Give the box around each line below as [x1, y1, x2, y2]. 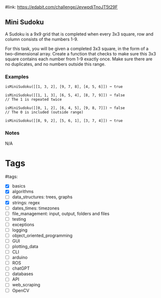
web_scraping [12, 282, 40, 288]
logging [12, 227, 28, 233]
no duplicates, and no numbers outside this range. [5, 61, 106, 67]
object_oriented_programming [12, 232, 73, 238]
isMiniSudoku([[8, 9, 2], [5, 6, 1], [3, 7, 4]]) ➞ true [5, 119, 123, 123]
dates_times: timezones [12, 205, 60, 211]
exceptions [12, 221, 35, 228]
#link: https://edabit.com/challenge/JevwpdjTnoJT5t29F [5, 4, 118, 10]
